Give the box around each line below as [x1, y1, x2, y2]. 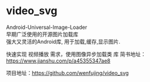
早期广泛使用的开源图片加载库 [6, 31, 78, 38]
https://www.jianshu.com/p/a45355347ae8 [6, 57, 111, 64]
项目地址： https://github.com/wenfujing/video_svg [6, 69, 129, 76]
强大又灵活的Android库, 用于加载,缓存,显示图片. [6, 38, 121, 45]
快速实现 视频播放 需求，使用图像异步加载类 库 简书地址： [6, 50, 146, 57]
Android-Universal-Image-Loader [6, 24, 87, 31]
